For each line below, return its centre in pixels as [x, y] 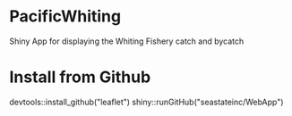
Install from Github [80, 77]
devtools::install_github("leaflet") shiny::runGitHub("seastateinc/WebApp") [146, 102]
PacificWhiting [65, 17]
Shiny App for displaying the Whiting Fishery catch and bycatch [127, 41]
